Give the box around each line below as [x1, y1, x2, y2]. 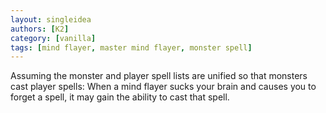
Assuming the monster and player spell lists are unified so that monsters [10, 70, 308, 82]
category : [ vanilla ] [10, 33, 97, 43]
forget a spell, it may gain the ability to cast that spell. [10, 91, 230, 103]
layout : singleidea [10, 14, 92, 25]
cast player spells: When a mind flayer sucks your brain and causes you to [10, 81, 317, 93]
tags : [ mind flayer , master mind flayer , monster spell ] [10, 42, 253, 53]
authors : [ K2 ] [10, 24, 70, 34]
